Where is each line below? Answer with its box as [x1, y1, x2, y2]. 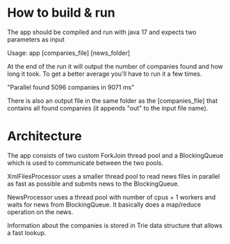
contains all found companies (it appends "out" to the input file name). [7, 104, 208, 112]
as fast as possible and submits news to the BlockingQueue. [7, 179, 179, 188]
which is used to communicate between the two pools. [7, 158, 164, 167]
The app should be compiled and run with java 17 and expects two [7, 28, 197, 36]
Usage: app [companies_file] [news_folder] [7, 49, 131, 57]
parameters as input [7, 35, 65, 43]
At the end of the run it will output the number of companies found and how [7, 62, 224, 70]
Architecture [7, 129, 82, 144]
